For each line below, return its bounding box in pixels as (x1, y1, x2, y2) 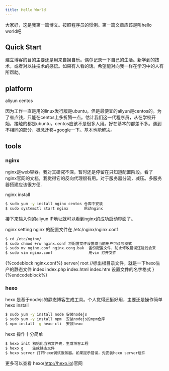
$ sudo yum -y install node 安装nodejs (5, 312, 88, 317)
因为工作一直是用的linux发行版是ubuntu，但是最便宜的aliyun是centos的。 (5, 108, 157, 114)
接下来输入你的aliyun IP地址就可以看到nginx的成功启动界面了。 (5, 216, 136, 222)
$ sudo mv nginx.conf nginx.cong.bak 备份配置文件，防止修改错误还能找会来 (5, 246, 156, 251)
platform (5, 84, 33, 93)
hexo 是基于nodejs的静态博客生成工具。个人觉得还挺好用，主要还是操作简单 (5, 297, 162, 303)
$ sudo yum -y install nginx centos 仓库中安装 (5, 201, 103, 206)
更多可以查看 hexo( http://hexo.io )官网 (5, 360, 83, 366)
